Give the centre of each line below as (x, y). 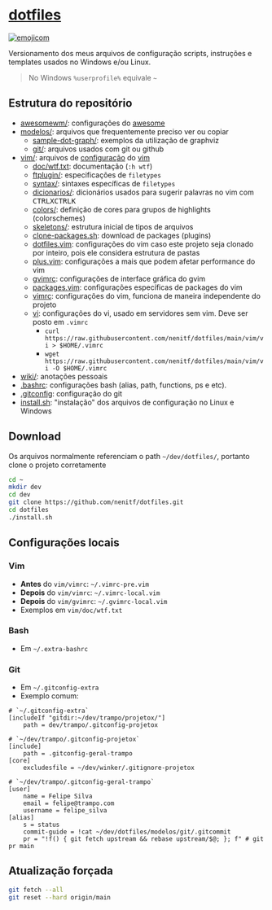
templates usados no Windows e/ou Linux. (80, 62)
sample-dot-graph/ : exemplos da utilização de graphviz (126, 140)
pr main (22, 847)
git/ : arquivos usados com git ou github (98, 149)
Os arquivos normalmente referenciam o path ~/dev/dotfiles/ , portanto (129, 456)
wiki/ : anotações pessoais (64, 376)
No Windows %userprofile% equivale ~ (92, 77)
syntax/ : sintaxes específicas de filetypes (104, 183)
